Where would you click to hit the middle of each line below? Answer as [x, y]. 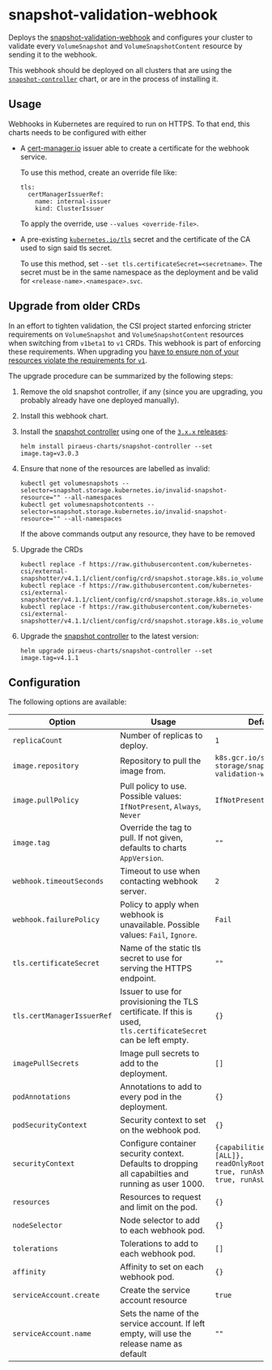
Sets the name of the [160, 1313]
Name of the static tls [161, 948]
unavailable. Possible [160, 925]
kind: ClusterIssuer [70, 208]
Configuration [45, 682]
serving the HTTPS [156, 968]
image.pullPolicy [46, 800]
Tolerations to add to [159, 1244]
